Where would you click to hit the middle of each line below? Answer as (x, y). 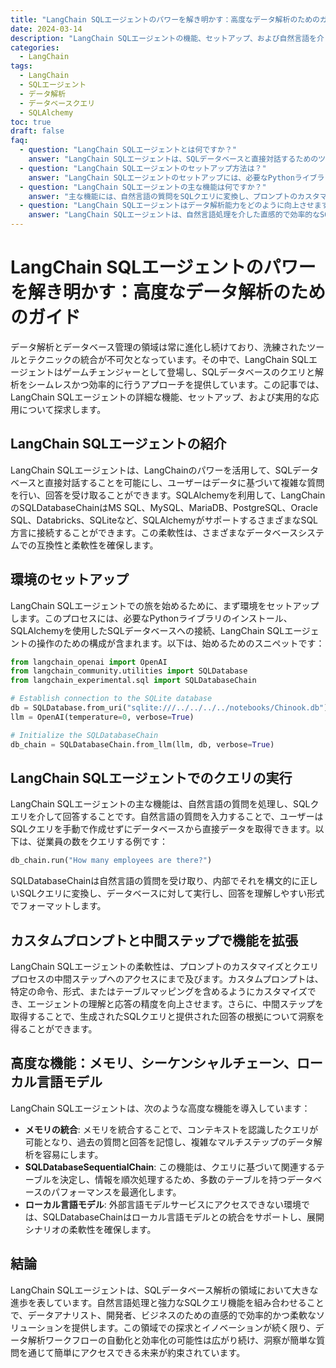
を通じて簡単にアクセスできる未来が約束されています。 (132, 1352)
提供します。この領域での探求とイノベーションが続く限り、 (193, 1327)
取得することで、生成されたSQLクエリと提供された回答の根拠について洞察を (167, 1017)
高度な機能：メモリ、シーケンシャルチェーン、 (153, 1063)
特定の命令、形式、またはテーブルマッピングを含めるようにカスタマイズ (159, 992)
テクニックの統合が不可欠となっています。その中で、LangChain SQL (168, 359)
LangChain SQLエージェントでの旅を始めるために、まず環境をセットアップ (165, 605)
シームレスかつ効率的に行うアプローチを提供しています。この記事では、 (176, 384)
